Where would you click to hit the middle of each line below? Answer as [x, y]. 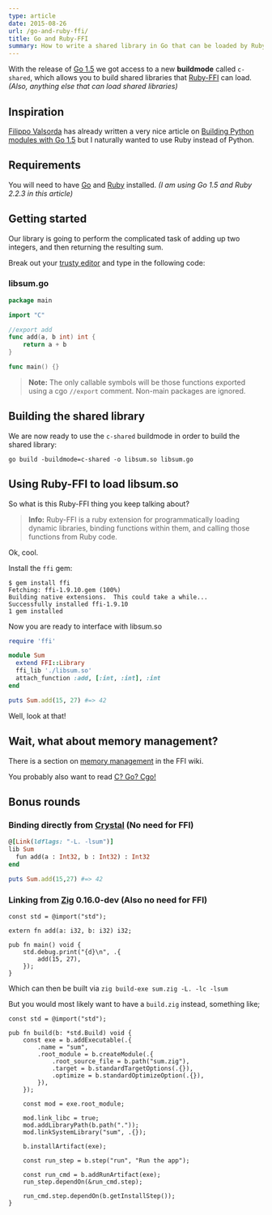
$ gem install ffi [39, 583]
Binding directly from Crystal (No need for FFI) [101, 825]
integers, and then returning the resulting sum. [86, 247]
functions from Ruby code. [72, 536]
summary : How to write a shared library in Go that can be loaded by [128, 46]
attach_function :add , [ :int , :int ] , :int [88, 678]
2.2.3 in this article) [41, 193]
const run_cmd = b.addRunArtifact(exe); [92, 1174]
